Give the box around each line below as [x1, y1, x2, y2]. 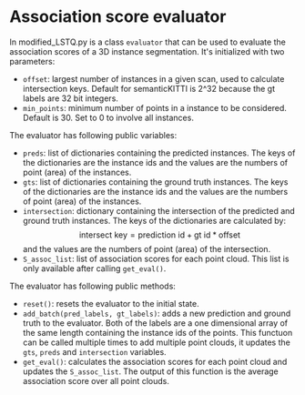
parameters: [9, 56, 56, 66]
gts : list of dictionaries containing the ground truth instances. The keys [22, 176, 289, 187]
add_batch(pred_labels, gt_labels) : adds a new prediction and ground [22, 308, 291, 319]
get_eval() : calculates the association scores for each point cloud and [22, 356, 288, 367]
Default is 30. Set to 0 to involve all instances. [22, 112, 194, 123]
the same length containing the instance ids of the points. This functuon [22, 327, 293, 338]
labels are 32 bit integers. [22, 93, 118, 104]
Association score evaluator [9, 6, 227, 27]
